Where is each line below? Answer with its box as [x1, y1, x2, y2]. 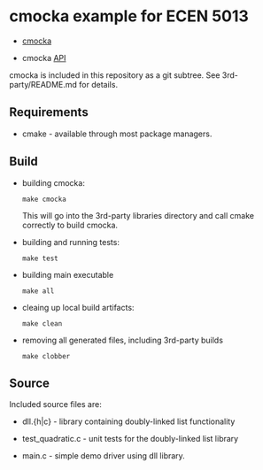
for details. [79, 79, 118, 89]
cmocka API [21, 52, 66, 63]
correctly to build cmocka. [21, 220, 118, 230]
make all [21, 286, 55, 296]
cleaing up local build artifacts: [21, 302, 135, 312]
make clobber [21, 351, 71, 360]
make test [21, 254, 59, 263]
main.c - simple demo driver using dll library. [21, 451, 186, 461]
